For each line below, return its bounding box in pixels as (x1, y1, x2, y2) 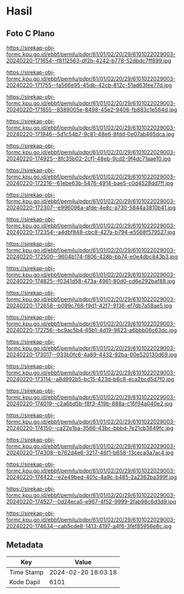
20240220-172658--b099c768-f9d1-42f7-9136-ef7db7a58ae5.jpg (6, 302, 173, 309)
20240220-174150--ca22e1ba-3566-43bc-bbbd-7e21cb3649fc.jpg (6, 425, 174, 432)
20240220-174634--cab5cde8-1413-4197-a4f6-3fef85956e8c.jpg (6, 523, 172, 529)
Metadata (6, 540, 43, 550)
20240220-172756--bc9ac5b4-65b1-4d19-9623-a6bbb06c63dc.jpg (6, 327, 177, 333)
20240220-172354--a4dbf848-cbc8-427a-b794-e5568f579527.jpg (6, 229, 176, 236)
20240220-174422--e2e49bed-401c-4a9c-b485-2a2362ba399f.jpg (6, 473, 177, 481)
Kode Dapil (9, 578, 40, 586)
